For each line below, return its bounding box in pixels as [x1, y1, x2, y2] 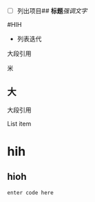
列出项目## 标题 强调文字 [17, 7, 87, 14]
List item [7, 119, 32, 128]
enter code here [7, 189, 54, 196]
